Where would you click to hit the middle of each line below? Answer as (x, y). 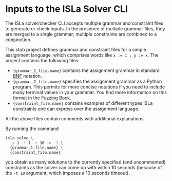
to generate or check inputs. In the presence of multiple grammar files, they (85, 28)
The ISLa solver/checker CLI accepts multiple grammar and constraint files (84, 23)
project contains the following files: (42, 60)
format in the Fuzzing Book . (42, 98)
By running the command (32, 129)
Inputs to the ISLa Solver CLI (67, 9)
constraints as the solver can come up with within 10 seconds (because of (84, 168)
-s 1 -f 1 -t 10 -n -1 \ (36, 143)
